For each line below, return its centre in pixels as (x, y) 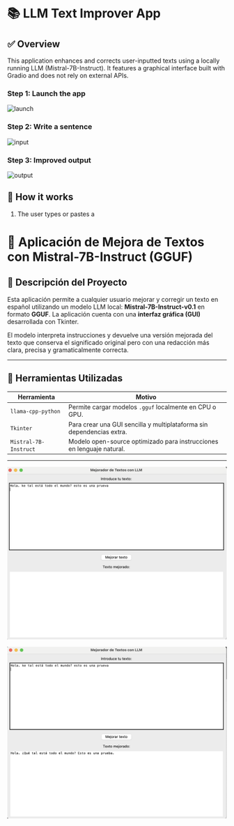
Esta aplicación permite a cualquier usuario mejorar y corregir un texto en (113, 299)
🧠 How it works (40, 197)
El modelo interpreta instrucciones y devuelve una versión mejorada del (110, 335)
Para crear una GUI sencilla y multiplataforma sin (138, 424)
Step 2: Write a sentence (50, 127)
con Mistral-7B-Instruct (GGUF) (100, 257)
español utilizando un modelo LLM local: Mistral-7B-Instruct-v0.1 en (106, 307)
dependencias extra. (98, 431)
